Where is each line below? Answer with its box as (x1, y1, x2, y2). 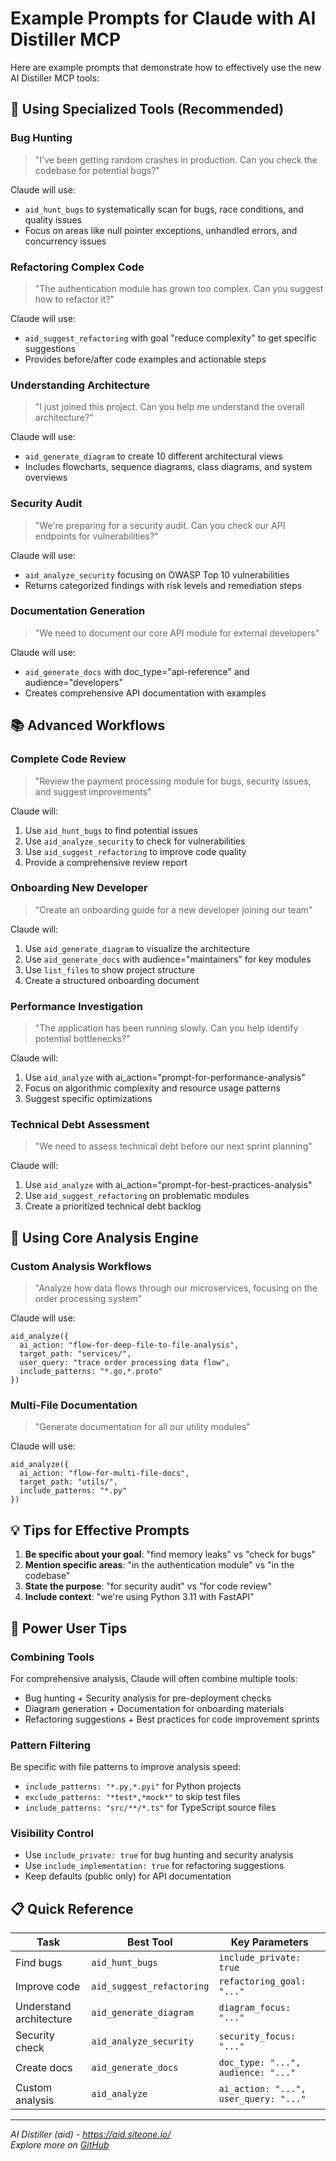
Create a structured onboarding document (24, 974, 200, 986)
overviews (24, 472, 68, 484)
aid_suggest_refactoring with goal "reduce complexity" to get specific (24, 332, 317, 344)
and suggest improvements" (34, 785, 152, 797)
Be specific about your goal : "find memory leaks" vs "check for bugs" (24, 1548, 317, 1561)
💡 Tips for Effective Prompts (10, 1522, 190, 1539)
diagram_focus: (218, 2002, 292, 2014)
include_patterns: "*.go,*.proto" (19, 1367, 163, 1377)
